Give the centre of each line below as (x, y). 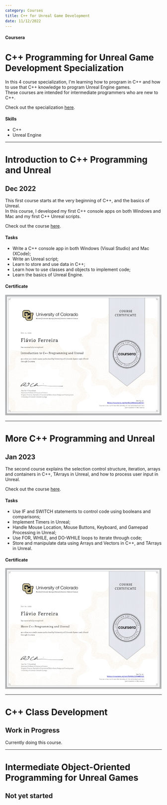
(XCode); (22, 254)
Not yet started (29, 796)
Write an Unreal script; (35, 259)
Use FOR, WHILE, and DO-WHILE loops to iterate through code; (77, 538)
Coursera (15, 37)
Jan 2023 (20, 457)
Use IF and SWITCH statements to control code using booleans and (81, 511)
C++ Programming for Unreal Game (80, 58)
